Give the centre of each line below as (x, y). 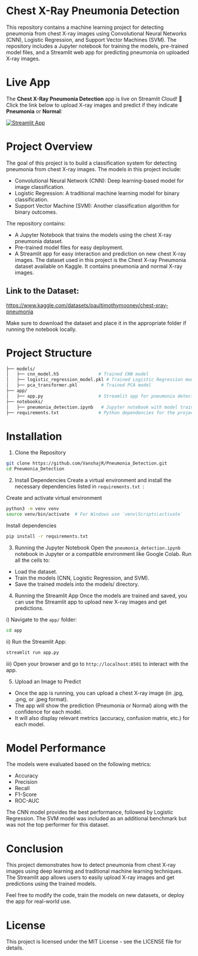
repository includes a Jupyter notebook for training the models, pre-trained (97, 46)
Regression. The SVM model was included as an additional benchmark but (96, 819)
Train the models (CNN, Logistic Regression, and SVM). (82, 578)
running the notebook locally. (42, 329)
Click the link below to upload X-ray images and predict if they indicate (92, 105)
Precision (26, 782)
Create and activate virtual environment (54, 498)
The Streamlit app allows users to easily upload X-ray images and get (90, 878)
